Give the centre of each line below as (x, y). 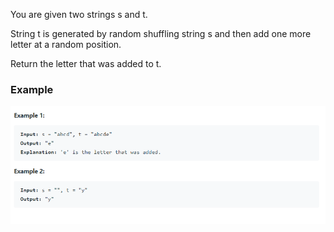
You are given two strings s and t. (79, 14)
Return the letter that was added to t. (86, 63)
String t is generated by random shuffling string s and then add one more (161, 33)
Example (32, 89)
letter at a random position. (66, 44)
